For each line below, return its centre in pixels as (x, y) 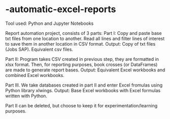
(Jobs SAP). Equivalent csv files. (39, 49)
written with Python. (26, 96)
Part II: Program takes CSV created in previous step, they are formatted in (82, 59)
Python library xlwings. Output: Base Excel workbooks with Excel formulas (83, 90)
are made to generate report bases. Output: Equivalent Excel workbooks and (85, 70)
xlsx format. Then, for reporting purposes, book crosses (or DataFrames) (81, 64)
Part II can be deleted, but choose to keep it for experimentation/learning (81, 105)
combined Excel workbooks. (35, 75)
